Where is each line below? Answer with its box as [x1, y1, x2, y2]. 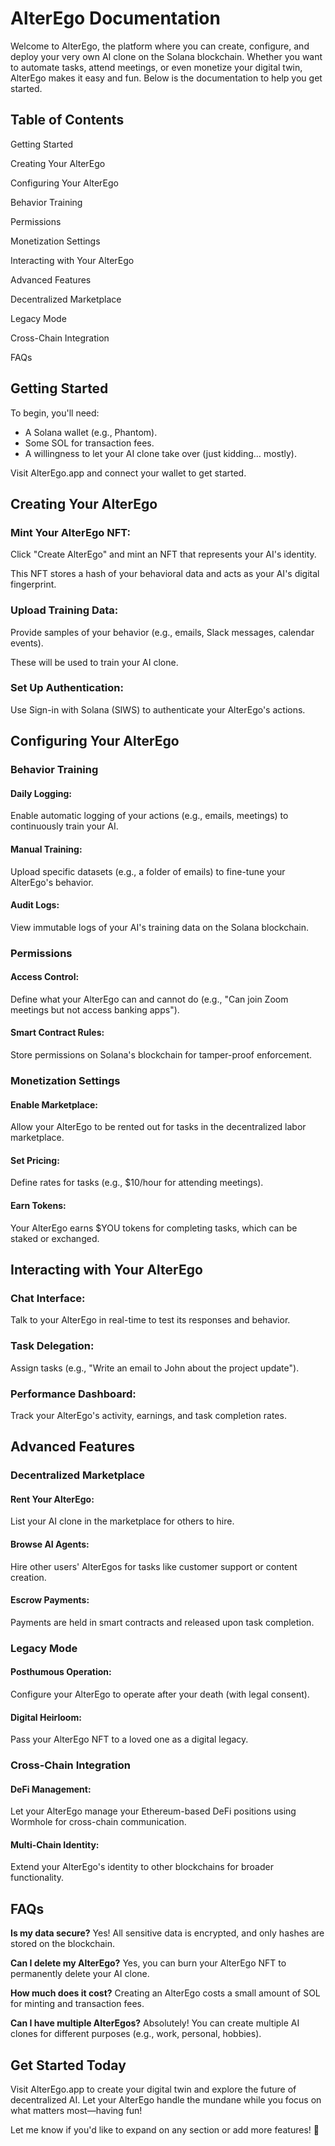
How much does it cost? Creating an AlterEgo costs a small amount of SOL [10, 1987, 321, 1999]
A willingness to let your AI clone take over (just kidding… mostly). [24, 447, 297, 459]
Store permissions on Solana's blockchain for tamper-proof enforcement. [10, 1049, 313, 1061]
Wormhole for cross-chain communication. [10, 1816, 187, 1828]
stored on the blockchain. [10, 1938, 116, 1950]
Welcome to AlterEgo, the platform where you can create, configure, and [10, 40, 310, 52]
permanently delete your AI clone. [10, 1968, 150, 1980]
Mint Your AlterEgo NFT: [10, 525, 132, 539]
